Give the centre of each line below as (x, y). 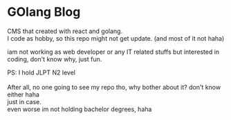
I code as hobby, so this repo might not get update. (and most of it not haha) (116, 38)
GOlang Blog (44, 12)
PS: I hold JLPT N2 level (41, 72)
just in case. (24, 101)
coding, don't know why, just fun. (55, 59)
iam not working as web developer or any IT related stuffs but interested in (113, 52)
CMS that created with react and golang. (65, 31)
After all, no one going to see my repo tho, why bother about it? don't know (114, 87)
